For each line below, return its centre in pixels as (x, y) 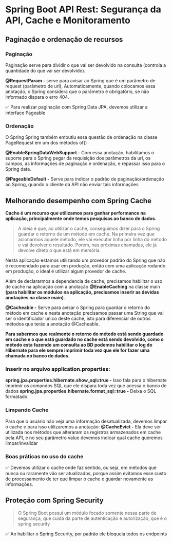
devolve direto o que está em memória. (59, 250)
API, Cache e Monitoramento (68, 20)
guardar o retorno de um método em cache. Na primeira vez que (86, 234)
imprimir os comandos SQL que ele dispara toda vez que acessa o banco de (86, 386)
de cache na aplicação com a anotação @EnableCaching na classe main (83, 286)
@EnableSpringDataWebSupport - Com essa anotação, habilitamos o (80, 153)
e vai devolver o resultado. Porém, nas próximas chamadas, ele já (87, 245)
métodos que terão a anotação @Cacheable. (53, 324)
